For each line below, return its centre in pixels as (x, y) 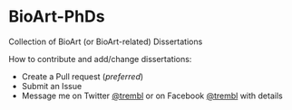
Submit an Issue (52, 86)
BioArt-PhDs (57, 17)
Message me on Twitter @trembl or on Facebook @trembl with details (152, 96)
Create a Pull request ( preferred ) (83, 76)
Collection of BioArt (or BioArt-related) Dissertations (106, 41)
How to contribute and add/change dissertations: (100, 59)
